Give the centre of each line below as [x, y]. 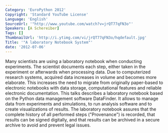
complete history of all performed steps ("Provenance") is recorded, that [80, 114]
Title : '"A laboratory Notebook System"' [49, 42]
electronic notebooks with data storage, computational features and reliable [83, 87]
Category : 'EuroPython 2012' [36, 10]
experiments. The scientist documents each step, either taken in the [75, 66]
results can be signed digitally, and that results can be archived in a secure [82, 119]
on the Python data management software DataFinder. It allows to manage [82, 98]
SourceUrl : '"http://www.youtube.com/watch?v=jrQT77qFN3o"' [69, 24]
